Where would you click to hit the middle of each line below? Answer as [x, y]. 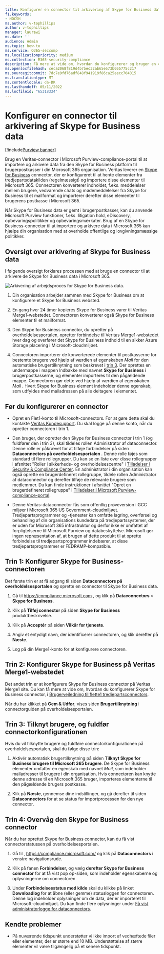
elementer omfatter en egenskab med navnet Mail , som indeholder [79, 769]
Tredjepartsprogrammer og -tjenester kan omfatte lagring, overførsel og [84, 515]
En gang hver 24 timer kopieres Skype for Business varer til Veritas [80, 310]
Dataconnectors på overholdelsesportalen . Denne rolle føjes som [80, 454]
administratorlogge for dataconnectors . [51, 909]
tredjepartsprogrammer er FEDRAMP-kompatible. [62, 546]
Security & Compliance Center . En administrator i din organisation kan [82, 469]
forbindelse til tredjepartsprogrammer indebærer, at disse [70, 541]
